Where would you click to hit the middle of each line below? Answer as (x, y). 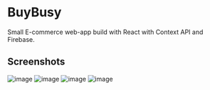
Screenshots (36, 62)
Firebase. (21, 39)
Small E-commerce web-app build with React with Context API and (105, 32)
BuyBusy (35, 12)
